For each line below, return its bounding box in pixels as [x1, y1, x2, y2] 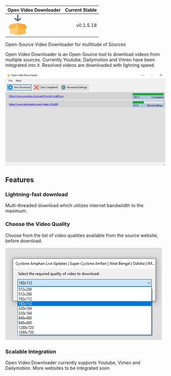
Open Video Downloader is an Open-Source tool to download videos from [5, 52, 160, 58]
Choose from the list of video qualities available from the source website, [5, 232, 159, 238]
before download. [5, 238, 42, 244]
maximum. [5, 208, 27, 214]
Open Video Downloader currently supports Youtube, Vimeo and [5, 360, 141, 366]
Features [5, 176, 34, 184]
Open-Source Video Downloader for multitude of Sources [5, 41, 126, 47]
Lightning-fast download [5, 191, 68, 198]
